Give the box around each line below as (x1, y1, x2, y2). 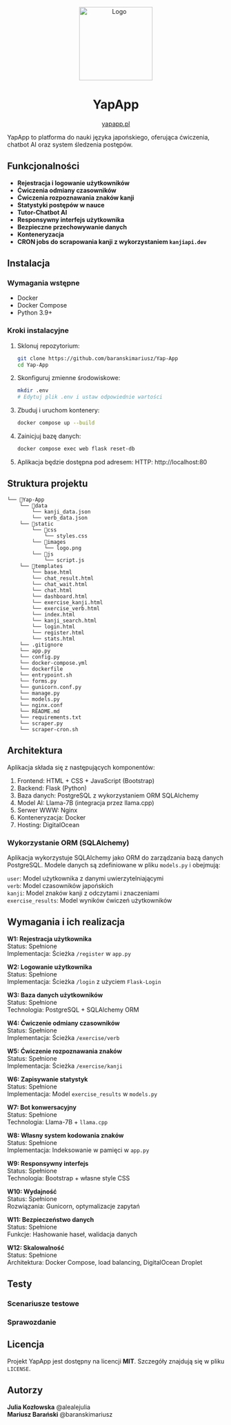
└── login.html (32, 623, 76, 630)
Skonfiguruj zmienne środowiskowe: (17, 374, 121, 382)
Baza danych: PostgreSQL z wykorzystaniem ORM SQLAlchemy (17, 791, 199, 800)
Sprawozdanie (7, 1317, 57, 1327)
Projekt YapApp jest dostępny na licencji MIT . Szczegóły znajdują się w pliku (7, 1357, 225, 1365)
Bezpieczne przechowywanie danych (17, 223, 128, 231)
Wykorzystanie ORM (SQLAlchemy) (7, 838, 130, 847)
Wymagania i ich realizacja (7, 916, 125, 928)
